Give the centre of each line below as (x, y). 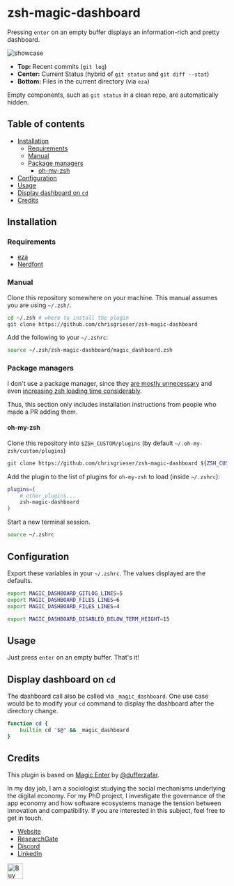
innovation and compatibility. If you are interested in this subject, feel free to (116, 811)
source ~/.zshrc (31, 535)
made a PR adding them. (42, 412)
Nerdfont (30, 264)
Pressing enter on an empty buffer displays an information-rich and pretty (114, 32)
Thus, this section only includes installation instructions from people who (112, 404)
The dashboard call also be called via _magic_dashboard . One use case (108, 696)
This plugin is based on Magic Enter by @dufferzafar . (84, 775)
